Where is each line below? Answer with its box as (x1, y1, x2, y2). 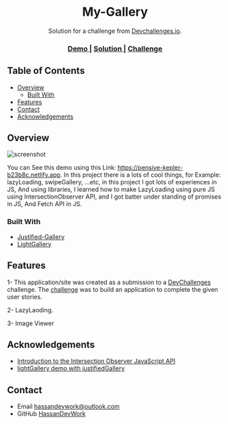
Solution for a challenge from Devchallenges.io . (48, 27, 182, 35)
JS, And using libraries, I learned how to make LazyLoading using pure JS (7, 186, 216, 194)
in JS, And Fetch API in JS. (7, 200, 82, 208)
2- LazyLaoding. (7, 305, 53, 314)
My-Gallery (81, 4, 149, 20)
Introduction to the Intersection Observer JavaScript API (16, 357, 176, 365)
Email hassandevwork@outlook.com (16, 402, 120, 411)
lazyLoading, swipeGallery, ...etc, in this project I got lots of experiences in (7, 178, 217, 186)
